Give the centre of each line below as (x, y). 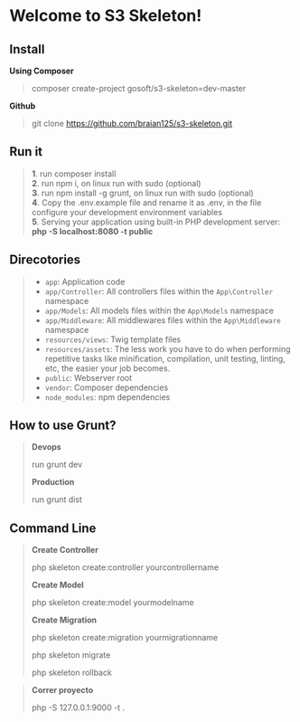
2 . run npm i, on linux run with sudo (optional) (116, 183)
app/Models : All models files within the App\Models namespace (159, 310)
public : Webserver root (89, 377)
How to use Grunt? (63, 426)
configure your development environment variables (127, 212)
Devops (46, 447)
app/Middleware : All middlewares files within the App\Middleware (163, 320)
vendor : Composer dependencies (107, 387)
